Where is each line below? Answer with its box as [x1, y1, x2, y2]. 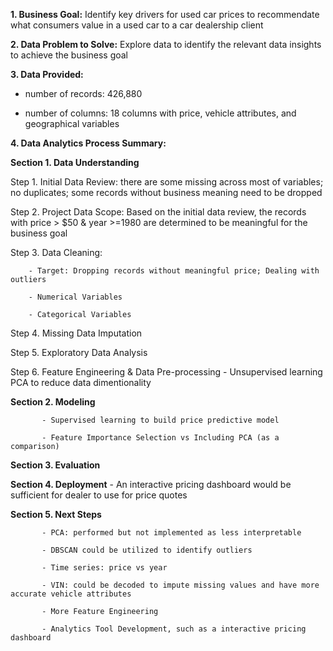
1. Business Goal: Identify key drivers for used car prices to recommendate [10, 9, 320, 20]
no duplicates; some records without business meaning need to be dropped [10, 187, 323, 198]
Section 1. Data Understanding [10, 157, 140, 168]
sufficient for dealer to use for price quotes [10, 489, 188, 501]
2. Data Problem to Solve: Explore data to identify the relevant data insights [10, 39, 322, 50]
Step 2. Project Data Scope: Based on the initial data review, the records [10, 206, 307, 218]
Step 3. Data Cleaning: [10, 247, 103, 258]
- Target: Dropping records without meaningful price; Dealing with [28, 266, 320, 276]
